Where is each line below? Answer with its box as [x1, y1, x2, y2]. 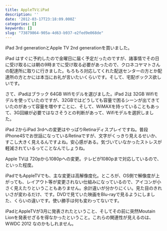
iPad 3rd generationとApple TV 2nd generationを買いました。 [5, 45, 133, 50]
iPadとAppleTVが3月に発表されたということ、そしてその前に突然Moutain [5, 208, 156, 214]
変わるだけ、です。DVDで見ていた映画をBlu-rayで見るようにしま [18, 192, 151, 197]
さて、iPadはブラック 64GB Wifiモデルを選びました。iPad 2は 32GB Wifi [5, 91, 154, 97]
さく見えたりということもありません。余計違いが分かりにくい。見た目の [5, 185, 154, 191]
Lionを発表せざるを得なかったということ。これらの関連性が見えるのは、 [5, 215, 154, 220]
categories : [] [5, 21, 37, 26]
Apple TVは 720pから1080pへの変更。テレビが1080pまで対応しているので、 [5, 156, 162, 162]
